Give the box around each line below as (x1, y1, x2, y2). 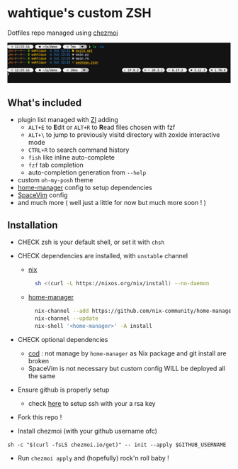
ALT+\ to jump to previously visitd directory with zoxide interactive (28, 131, 220, 139)
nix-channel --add (34, 307, 89, 314)
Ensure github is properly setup (17, 385, 110, 394)
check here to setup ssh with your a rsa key (28, 399, 156, 407)
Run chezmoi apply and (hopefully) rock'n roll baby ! (17, 453, 170, 462)
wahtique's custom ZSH (7, 5, 152, 21)
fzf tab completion (28, 161, 84, 170)
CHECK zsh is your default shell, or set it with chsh (17, 238, 165, 246)
